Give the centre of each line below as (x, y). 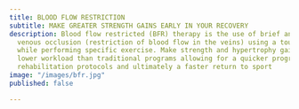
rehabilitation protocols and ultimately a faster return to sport (145, 67)
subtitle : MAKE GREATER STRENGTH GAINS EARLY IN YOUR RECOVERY (129, 26)
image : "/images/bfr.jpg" (57, 75)
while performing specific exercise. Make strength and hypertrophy (147, 51)
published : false (41, 83)
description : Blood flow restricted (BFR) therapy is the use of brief (145, 34)
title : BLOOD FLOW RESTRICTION (67, 17)
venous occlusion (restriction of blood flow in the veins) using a (147, 42)
